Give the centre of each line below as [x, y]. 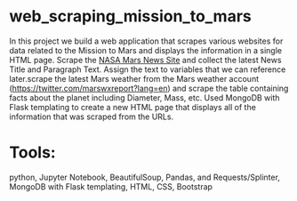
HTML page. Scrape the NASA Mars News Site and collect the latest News [145, 60]
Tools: [32, 153]
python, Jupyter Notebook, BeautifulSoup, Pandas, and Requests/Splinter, [144, 177]
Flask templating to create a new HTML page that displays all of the [132, 107]
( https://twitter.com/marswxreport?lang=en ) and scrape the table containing [149, 88]
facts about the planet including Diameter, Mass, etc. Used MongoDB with [144, 97]
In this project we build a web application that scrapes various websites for [146, 41]
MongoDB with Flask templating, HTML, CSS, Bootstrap [111, 186]
